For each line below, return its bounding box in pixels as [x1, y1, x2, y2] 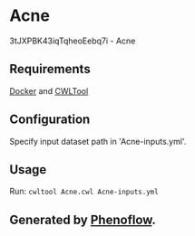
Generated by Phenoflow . [9, 212, 157, 227]
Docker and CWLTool [9, 85, 89, 96]
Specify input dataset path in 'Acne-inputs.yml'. [9, 136, 187, 146]
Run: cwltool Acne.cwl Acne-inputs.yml [9, 186, 159, 197]
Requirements [9, 61, 91, 77]
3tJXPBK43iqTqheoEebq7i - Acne [9, 35, 136, 46]
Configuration [9, 112, 91, 127]
